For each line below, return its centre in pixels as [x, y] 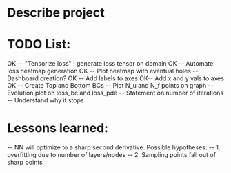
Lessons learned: [58, 128]
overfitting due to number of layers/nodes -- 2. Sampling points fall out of [111, 155]
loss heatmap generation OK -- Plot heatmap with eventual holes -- [103, 71]
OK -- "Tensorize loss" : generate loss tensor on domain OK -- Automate [110, 64]
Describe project [56, 13]
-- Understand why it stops [46, 100]
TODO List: [39, 45]
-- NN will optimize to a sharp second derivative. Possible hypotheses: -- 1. [114, 147]
